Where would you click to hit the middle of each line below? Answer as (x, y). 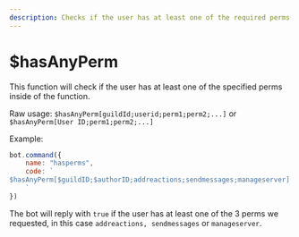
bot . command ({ (36, 155)
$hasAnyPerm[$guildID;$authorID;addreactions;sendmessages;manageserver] (150, 180)
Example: (26, 139)
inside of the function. (50, 96)
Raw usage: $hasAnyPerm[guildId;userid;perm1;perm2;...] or (123, 114)
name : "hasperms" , (60, 163)
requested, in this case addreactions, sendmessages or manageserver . (136, 223)
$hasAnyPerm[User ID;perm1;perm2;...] (81, 122)
